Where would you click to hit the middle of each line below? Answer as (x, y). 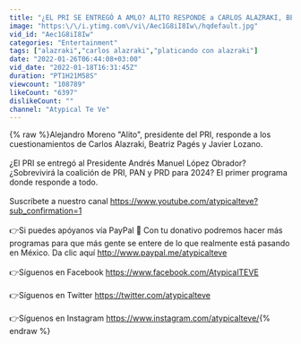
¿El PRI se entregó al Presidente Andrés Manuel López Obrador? (128, 163)
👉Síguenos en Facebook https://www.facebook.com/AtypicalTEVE (134, 272)
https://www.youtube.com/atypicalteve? (184, 202)
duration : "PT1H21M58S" (54, 76)
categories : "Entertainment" (64, 43)
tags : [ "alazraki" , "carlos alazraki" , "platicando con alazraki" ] (133, 51)
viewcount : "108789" (48, 84)
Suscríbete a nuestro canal (59, 202)
